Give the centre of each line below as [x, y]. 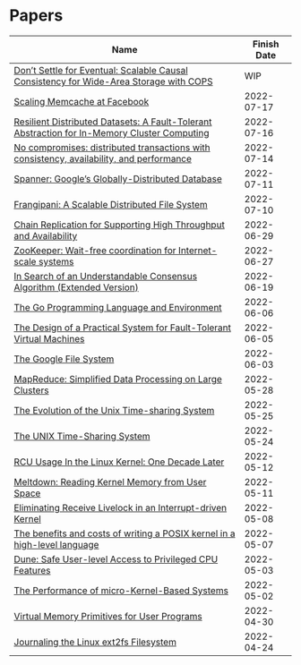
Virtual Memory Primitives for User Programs [108, 616]
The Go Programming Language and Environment [118, 307]
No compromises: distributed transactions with [112, 147]
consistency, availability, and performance [103, 158]
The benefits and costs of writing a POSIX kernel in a [125, 533]
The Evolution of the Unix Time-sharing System [114, 410]
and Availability [46, 235]
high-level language [56, 544]
